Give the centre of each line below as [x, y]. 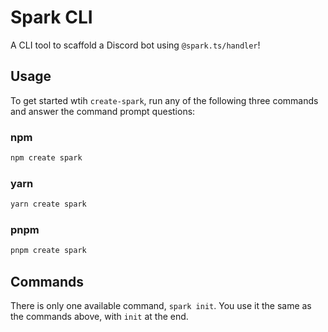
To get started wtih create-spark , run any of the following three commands [164, 100]
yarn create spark [48, 204]
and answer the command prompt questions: [103, 111]
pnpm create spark [48, 251]
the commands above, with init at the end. [99, 317]
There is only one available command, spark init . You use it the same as [161, 306]
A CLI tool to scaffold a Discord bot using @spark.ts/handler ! [135, 45]
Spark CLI [51, 17]
